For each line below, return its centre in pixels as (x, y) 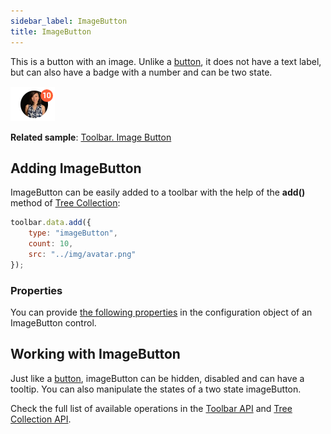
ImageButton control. (53, 322)
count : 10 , (51, 244)
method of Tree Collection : (65, 203)
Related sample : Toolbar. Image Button (91, 137)
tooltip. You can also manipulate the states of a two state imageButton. (156, 389)
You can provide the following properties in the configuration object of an (161, 312)
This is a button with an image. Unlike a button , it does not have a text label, (166, 61)
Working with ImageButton (95, 354)
